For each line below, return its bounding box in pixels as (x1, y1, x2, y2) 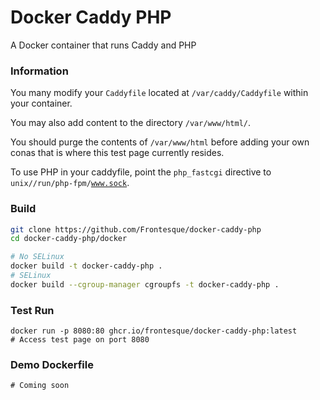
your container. (10, 97, 73, 110)
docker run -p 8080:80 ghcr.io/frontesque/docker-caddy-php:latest (10, 326, 298, 336)
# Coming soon (10, 381, 70, 391)
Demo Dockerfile (10, 358, 94, 371)
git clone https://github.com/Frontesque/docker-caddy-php (10, 224, 262, 235)
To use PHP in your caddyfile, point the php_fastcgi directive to (10, 166, 272, 178)
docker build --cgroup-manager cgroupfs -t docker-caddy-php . (10, 279, 280, 290)
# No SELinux (10, 252, 65, 262)
